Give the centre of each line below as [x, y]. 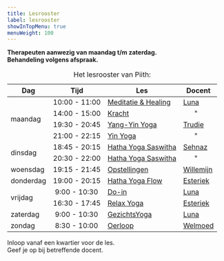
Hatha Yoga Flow [135, 181]
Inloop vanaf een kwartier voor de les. [61, 243]
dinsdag [24, 153]
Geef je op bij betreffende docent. [55, 250]
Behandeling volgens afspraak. [53, 60]
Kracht [118, 113]
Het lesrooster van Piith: [112, 75]
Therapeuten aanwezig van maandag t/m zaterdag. [82, 52]
